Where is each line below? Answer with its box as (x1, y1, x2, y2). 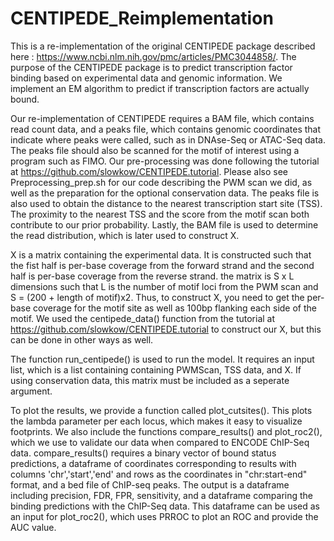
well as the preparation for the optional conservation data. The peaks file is (10, 187, 320, 199)
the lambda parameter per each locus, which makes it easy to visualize (10, 415, 303, 427)
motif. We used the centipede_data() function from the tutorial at (10, 312, 276, 324)
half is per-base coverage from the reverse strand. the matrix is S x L (10, 270, 295, 282)
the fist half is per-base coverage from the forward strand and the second (10, 259, 315, 271)
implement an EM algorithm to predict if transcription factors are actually (10, 82, 310, 94)
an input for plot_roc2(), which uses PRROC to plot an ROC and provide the (10, 510, 319, 522)
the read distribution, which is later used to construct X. (10, 229, 240, 241)
